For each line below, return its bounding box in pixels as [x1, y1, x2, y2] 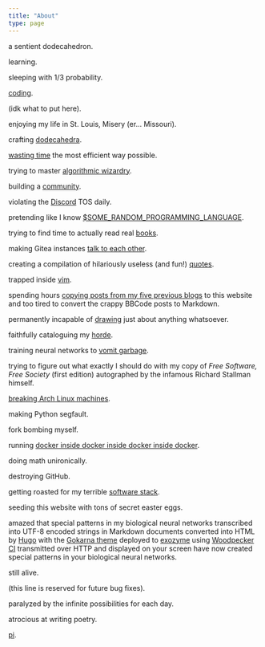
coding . [8, 87, 34, 97]
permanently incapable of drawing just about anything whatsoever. [8, 314, 230, 323]
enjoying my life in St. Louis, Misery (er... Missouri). [8, 119, 177, 128]
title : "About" [8, 11, 59, 20]
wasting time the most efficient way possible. [8, 150, 158, 160]
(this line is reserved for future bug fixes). [8, 583, 146, 592]
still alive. [8, 568, 39, 577]
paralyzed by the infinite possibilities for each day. [8, 599, 175, 608]
